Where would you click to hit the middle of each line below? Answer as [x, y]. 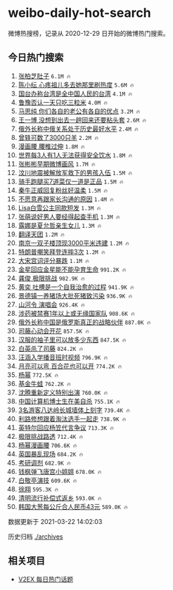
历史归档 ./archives [36, 537]
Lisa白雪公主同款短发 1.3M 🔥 [59, 207]
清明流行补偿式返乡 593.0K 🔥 [60, 498]
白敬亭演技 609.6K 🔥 [47, 480]
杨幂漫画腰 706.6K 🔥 [47, 445]
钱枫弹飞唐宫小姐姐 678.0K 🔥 [60, 471]
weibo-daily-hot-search [79, 13]
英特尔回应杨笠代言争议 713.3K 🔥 [66, 428]
